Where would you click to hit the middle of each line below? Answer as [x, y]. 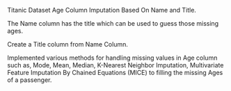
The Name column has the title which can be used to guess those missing [113, 23]
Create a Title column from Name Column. [68, 44]
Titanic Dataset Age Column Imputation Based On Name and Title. [102, 10]
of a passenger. [30, 80]
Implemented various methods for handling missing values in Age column [112, 58]
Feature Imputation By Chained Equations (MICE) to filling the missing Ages [115, 73]
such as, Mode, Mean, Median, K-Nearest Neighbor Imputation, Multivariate [115, 65]
